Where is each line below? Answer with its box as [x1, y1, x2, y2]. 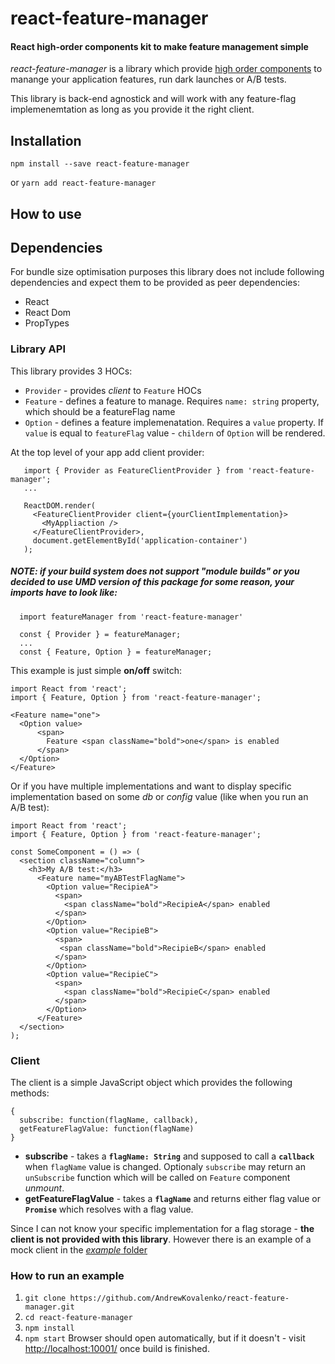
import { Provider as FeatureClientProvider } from [23, 465, 244, 476]
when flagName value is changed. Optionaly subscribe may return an [24, 1160, 307, 1172]
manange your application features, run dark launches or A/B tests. [10, 73, 287, 86]
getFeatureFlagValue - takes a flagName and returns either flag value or [24, 1192, 322, 1204]
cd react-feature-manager [24, 1313, 133, 1323]
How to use [10, 205, 82, 222]
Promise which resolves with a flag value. [24, 1203, 194, 1215]
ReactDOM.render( [23, 500, 97, 511]
